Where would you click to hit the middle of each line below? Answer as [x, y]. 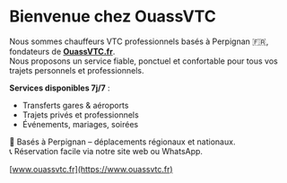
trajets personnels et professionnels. [77, 70]
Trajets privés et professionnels [80, 115]
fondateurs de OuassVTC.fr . [62, 51]
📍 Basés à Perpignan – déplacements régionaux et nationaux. [122, 142]
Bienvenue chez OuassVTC [113, 17]
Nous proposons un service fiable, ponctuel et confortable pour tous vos [143, 61]
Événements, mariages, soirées [80, 124]
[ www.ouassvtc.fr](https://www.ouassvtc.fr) [91, 169]
